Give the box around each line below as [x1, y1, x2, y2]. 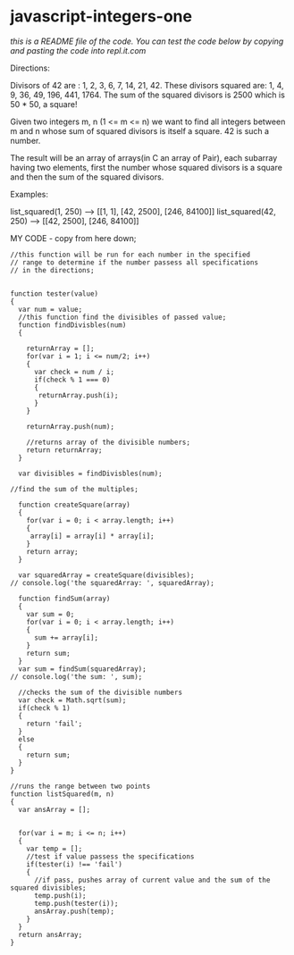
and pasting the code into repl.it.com [10, 45, 147, 55]
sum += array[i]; [33, 632, 99, 642]
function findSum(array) [18, 594, 111, 603]
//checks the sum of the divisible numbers [18, 688, 182, 697]
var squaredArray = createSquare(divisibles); [18, 570, 195, 580]
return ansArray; [18, 930, 83, 939]
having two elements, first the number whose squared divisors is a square [10, 162, 282, 172]
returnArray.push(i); [38, 390, 119, 399]
